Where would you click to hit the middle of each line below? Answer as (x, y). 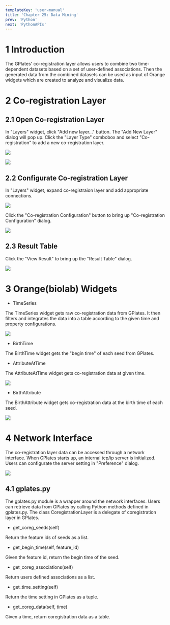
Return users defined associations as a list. (50, 577)
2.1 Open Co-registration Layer (55, 119)
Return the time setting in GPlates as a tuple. (52, 597)
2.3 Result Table (31, 246)
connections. (19, 196)
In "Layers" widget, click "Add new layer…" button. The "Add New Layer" (81, 132)
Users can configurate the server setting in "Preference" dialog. (72, 463)
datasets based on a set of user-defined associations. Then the (96, 69)
